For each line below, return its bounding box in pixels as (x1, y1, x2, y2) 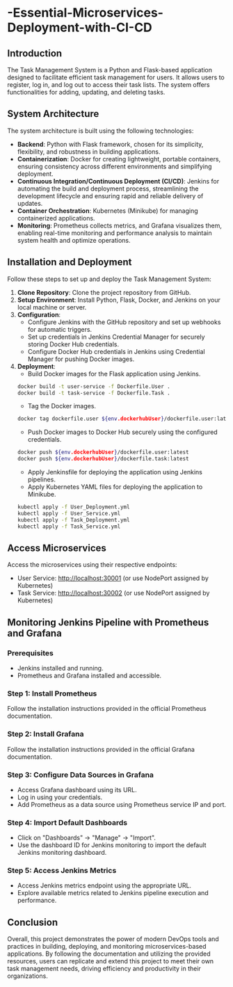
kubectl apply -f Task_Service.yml (17, 523, 121, 530)
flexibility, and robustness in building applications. (17, 147, 161, 156)
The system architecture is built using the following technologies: (7, 127, 194, 135)
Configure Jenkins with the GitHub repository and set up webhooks (27, 318, 221, 326)
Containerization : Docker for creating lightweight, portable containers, (17, 154, 221, 163)
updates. (17, 199, 43, 207)
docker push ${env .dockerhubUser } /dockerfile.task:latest (17, 456, 189, 463)
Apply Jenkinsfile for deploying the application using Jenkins (27, 468, 203, 476)
